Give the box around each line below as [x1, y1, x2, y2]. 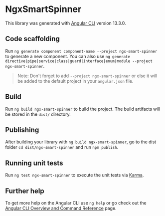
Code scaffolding [5, 35, 60, 43]
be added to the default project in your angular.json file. [17, 78, 134, 84]
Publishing [5, 125, 39, 134]
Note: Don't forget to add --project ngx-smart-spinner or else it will [17, 73, 158, 79]
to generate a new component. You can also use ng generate [5, 53, 131, 59]
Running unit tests [5, 159, 63, 167]
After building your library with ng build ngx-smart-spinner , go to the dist [5, 139, 157, 145]
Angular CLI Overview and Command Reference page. [5, 205, 117, 211]
